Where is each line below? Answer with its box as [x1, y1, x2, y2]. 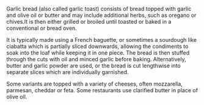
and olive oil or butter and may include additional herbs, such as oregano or [6, 12, 197, 19]
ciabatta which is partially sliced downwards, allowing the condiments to [6, 42, 189, 50]
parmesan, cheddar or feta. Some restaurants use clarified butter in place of [6, 87, 199, 93]
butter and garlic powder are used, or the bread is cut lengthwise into [6, 62, 181, 69]
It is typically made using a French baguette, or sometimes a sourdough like [6, 36, 197, 43]
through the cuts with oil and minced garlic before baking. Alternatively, [6, 56, 186, 63]
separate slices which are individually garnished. [6, 69, 129, 75]
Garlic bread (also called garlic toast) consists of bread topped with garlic [6, 5, 192, 12]
